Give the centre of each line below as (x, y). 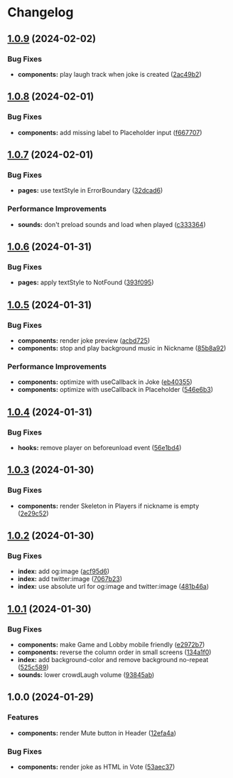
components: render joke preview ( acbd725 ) (84, 340)
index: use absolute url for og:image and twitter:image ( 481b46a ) (113, 587)
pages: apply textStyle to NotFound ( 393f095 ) (86, 282)
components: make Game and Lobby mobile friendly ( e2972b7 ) (111, 644)
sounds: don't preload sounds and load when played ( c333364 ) (112, 224)
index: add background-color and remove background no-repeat (113, 659)
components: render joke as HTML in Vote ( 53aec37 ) (96, 767)
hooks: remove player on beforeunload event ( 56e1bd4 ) (99, 447)
